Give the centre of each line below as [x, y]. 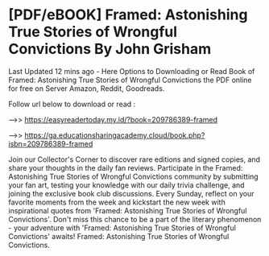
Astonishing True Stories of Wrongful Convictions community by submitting [134, 176]
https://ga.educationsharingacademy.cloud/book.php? [114, 135]
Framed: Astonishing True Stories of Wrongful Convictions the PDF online [130, 80]
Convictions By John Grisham [110, 49]
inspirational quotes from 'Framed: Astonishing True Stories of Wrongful [128, 210]
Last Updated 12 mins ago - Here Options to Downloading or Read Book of [132, 71]
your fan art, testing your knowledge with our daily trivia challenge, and [126, 185]
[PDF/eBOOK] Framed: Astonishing [128, 15]
